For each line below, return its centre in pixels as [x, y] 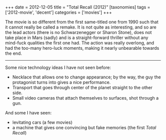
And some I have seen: [28, 113]
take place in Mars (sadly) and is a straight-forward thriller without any [77, 37]
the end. [14, 53]
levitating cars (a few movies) [42, 122]
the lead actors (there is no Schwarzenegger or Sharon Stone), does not [79, 32]
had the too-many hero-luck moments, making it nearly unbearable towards [82, 48]
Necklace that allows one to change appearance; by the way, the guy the [86, 77]
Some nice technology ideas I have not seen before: [58, 68]
